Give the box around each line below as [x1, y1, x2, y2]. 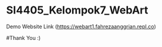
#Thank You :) [6, 34, 41, 41]
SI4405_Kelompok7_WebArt [6, 4, 149, 17]
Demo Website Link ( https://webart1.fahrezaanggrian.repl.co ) [6, 23, 157, 30]
